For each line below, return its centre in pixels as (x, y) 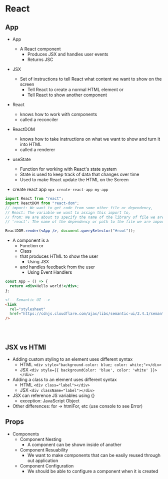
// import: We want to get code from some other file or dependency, (79, 208)
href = (15, 314)
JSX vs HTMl (26, 347)
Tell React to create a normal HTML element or (75, 90)
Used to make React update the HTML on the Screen (74, 180)
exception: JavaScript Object (50, 400)
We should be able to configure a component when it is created (93, 471)
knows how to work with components (58, 114)
